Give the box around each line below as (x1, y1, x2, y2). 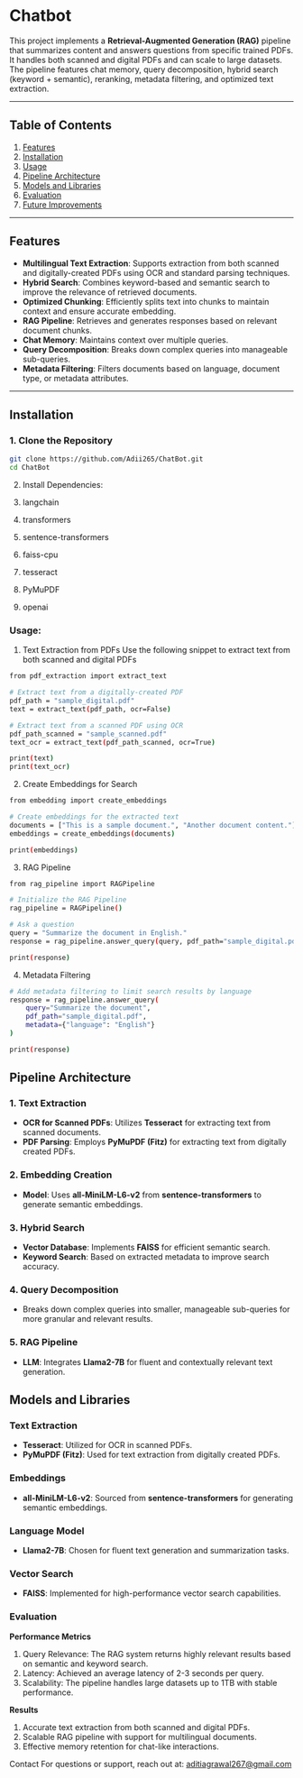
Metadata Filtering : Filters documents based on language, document (22, 362, 280, 374)
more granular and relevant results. (22, 1314, 153, 1324)
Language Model (9, 1525, 85, 1537)
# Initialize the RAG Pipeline (9, 895, 127, 904)
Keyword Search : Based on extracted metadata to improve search (22, 1251, 270, 1262)
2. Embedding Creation (9, 1169, 113, 1181)
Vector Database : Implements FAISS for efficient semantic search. (22, 1242, 271, 1253)
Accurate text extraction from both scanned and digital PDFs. (22, 1721, 251, 1732)
